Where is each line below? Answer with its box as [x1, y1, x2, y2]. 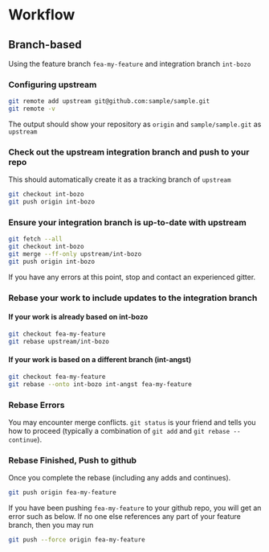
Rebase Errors [8, 399, 65, 410]
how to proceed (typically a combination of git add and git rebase [8, 426, 230, 436]
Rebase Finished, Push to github [8, 455, 137, 466]
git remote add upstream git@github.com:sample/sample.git [8, 97, 210, 105]
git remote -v [8, 105, 56, 113]
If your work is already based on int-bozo [8, 312, 149, 322]
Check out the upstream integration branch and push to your [8, 146, 250, 158]
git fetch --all [8, 235, 63, 243]
